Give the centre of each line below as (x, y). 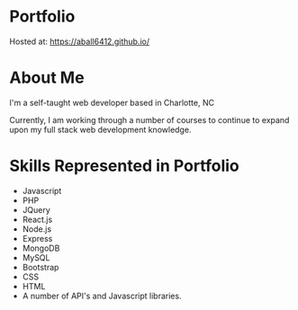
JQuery (36, 209)
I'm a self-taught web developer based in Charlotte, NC (112, 102)
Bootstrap (41, 267)
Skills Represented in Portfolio (125, 166)
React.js (37, 219)
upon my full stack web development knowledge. (100, 129)
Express (37, 238)
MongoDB (41, 248)
